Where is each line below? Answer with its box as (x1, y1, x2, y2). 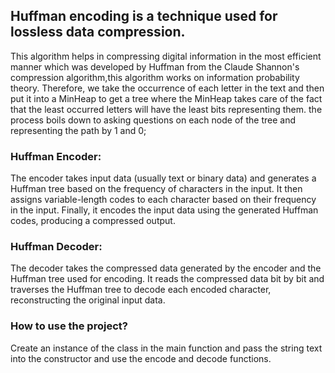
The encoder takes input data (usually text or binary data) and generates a (10, 172, 317, 184)
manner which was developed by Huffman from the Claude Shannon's (10, 60, 300, 73)
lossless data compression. (10, 24, 186, 41)
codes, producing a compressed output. (10, 215, 176, 227)
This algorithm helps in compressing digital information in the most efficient (10, 50, 322, 62)
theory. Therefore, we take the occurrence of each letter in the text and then (10, 82, 325, 94)
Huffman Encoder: (10, 149, 102, 163)
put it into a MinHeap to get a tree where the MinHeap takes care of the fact (10, 92, 323, 104)
